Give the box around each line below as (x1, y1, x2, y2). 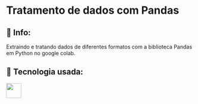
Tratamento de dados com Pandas (6, 4, 180, 17)
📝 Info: (6, 27, 31, 38)
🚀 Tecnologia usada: (6, 67, 83, 77)
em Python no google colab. (6, 50, 76, 57)
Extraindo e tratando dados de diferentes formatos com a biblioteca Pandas (6, 43, 193, 50)
